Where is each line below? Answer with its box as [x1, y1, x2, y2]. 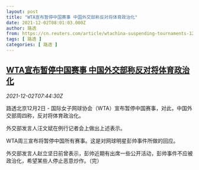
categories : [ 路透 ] [6, 42, 58, 48]
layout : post [6, 8, 38, 15]
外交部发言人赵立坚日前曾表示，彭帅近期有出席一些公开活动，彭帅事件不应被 [6, 149, 193, 157]
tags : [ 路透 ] [6, 36, 42, 42]
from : [6, 31, 20, 37]
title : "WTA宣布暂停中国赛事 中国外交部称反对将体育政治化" [6, 14, 138, 20]
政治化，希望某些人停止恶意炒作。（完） [6, 157, 102, 164]
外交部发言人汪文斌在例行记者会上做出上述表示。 [6, 124, 126, 131]
